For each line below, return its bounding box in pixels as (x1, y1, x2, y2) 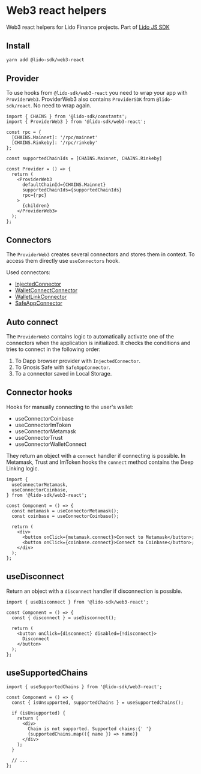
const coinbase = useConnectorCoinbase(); (11, 513, 119, 519)
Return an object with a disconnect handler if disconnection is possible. (6, 587, 182, 595)
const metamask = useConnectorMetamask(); (11, 508, 119, 514)
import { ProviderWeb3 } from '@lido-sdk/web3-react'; (6, 119, 146, 125)
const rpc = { (6, 130, 42, 136)
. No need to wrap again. (30, 102, 92, 109)
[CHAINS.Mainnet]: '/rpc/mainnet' (11, 134, 98, 141)
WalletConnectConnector (14, 287, 78, 294)
